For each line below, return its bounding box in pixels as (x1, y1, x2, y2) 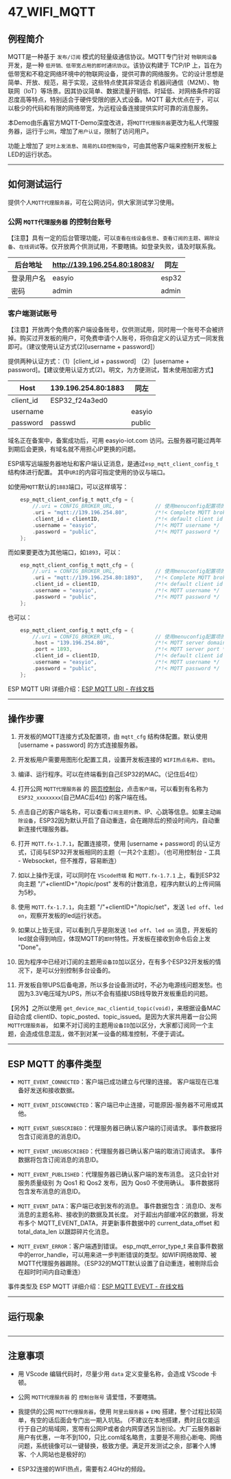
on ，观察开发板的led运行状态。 (17, 912, 106, 920)
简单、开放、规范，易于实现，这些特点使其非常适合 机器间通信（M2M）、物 (8, 78, 219, 86)
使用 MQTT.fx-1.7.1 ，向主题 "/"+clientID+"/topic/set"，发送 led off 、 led (17, 903, 223, 912)
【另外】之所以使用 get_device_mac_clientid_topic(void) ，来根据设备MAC (8, 1004, 221, 1012)
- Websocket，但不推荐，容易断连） (17, 857, 121, 865)
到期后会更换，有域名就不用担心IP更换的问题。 (8, 445, 140, 453)
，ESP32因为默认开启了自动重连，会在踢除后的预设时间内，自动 (33, 816, 215, 824)
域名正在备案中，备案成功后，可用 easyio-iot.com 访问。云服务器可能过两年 (8, 437, 222, 445)
